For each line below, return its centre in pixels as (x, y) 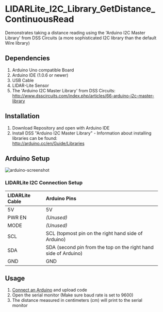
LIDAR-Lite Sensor (31, 85)
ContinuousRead (40, 19)
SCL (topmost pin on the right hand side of (94, 233)
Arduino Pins (61, 198)
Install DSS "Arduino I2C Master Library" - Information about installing (82, 133)
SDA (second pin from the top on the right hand (100, 247)
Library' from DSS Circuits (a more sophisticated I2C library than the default (81, 38)
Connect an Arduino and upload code (49, 290)
